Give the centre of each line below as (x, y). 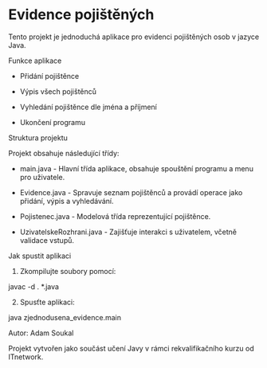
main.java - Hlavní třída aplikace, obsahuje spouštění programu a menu (136, 168)
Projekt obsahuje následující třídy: (64, 153)
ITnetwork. (26, 357)
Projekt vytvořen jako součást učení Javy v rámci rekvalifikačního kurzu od (131, 348)
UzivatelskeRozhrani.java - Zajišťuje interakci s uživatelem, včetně (128, 232)
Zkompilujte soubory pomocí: (68, 271)
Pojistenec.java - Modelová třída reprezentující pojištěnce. (115, 216)
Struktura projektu (38, 138)
